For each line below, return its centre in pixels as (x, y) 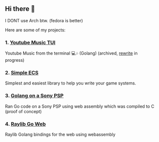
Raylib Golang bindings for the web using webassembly (60, 134)
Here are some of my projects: (35, 30)
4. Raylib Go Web (25, 124)
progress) (15, 60)
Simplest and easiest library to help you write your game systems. (71, 83)
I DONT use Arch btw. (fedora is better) (44, 20)
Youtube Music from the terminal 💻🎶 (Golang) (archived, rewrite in (71, 53)
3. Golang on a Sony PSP (34, 96)
